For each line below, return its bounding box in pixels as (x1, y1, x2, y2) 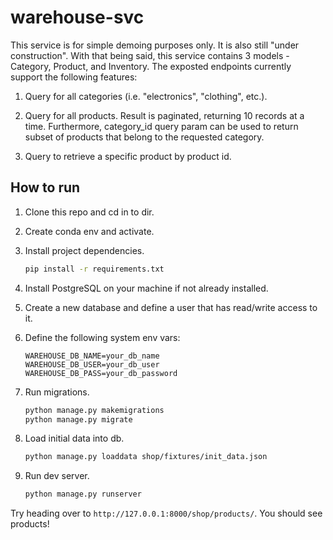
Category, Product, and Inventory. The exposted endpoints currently (10, 60, 292, 72)
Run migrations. (24, 386, 90, 398)
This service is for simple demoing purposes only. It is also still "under (10, 39, 300, 51)
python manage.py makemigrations (24, 405, 165, 415)
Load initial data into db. (24, 432, 125, 445)
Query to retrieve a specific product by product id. (24, 150, 232, 162)
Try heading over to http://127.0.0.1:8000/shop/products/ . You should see (10, 507, 323, 520)
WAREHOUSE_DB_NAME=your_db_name (24, 351, 160, 361)
